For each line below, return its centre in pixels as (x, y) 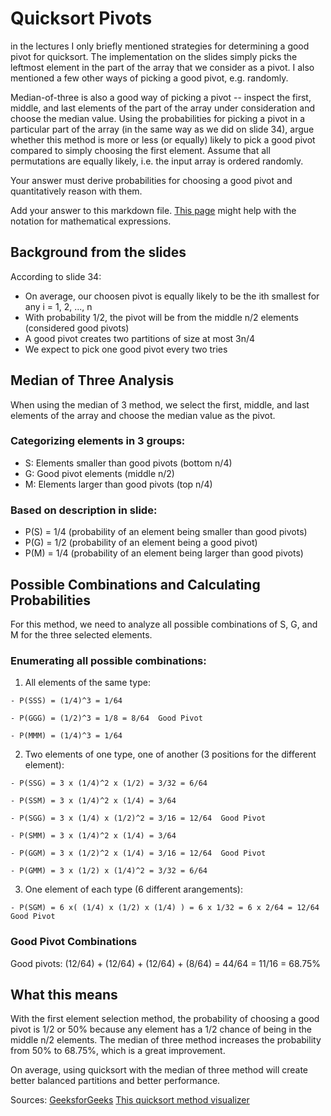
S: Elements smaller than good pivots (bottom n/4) (128, 463)
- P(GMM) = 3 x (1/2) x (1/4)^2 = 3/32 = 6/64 (109, 871)
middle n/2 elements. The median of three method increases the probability (166, 1040)
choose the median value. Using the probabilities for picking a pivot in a (158, 118)
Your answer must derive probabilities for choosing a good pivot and (151, 180)
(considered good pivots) (77, 328)
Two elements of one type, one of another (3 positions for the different (170, 754)
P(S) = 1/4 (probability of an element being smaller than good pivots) (166, 532)
